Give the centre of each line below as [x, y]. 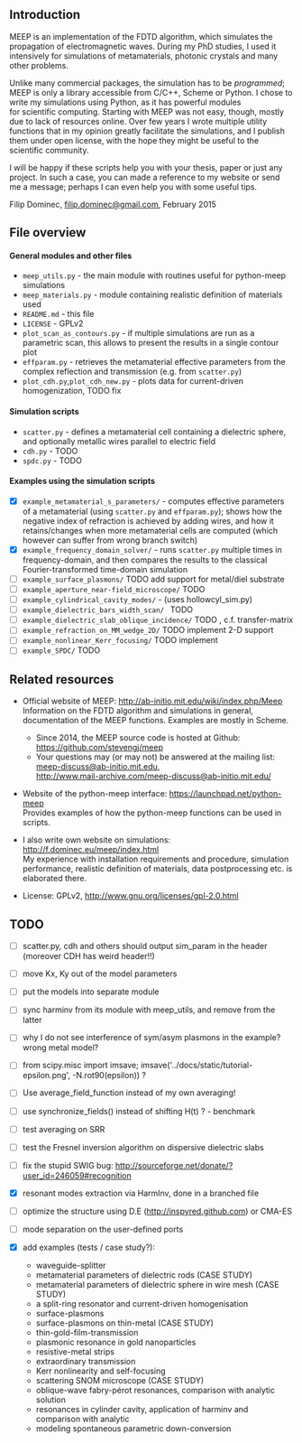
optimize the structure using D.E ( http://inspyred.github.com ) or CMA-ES [157, 1211]
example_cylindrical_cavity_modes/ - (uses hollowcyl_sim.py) [137, 600]
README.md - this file [58, 314]
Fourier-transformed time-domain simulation [105, 569]
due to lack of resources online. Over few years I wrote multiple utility [138, 121]
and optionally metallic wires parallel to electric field [119, 441]
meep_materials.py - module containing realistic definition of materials [152, 295]
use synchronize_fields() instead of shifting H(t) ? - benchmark [139, 1111]
